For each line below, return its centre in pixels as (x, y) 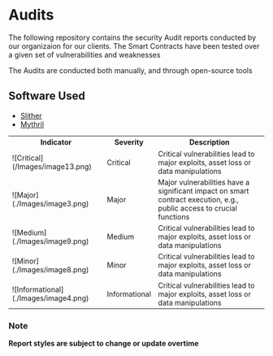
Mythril (32, 124)
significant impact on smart (204, 191)
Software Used (47, 96)
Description (210, 142)
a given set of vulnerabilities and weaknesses (84, 54)
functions (174, 216)
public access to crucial (197, 208)
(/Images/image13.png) (52, 167)
